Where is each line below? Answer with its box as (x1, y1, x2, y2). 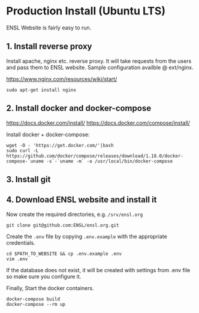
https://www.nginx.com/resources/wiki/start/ (6, 75, 117, 82)
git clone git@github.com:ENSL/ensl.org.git (6, 222, 119, 228)
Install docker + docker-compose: (6, 131, 90, 138)
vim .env (6, 256, 28, 262)
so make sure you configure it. (6, 273, 82, 280)
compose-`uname (6, 158, 44, 164)
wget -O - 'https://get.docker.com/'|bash (6, 142, 114, 148)
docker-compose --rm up (6, 301, 66, 307)
